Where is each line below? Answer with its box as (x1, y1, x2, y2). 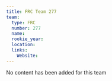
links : (11, 47, 28, 53)
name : (11, 31, 25, 37)
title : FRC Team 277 (6, 8, 57, 15)
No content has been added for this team (6, 69, 107, 76)
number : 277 (11, 25, 41, 31)
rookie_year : (11, 36, 44, 42)
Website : (17, 53, 39, 59)
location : (11, 42, 36, 48)
